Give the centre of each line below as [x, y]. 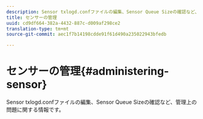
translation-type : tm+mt [38, 29]
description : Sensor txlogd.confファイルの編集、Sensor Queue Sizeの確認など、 [103, 12]
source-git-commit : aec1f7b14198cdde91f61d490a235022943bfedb [86, 34]
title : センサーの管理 [32, 18]
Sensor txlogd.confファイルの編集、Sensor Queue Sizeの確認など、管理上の [101, 102]
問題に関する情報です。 [35, 110]
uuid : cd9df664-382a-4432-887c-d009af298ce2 [63, 23]
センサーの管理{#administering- [88, 72]
